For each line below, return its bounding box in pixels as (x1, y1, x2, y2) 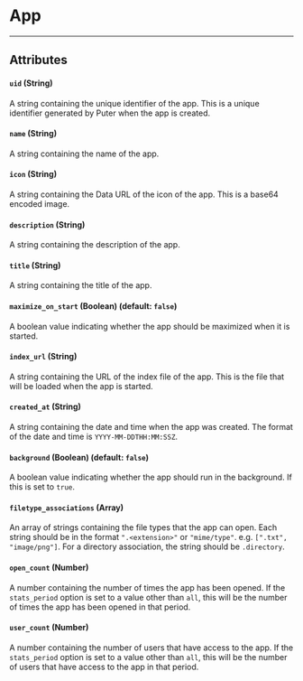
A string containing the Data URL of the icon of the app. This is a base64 (9, 189, 280, 200)
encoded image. (9, 198, 70, 209)
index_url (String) (9, 351, 78, 362)
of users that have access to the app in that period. (9, 661, 199, 672)
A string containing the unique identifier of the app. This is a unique (9, 98, 260, 108)
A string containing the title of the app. (9, 280, 152, 291)
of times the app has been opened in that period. (9, 602, 191, 612)
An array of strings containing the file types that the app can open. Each (9, 522, 278, 533)
